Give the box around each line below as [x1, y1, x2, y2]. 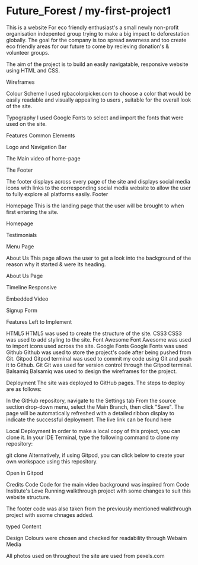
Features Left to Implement [6, 318, 72, 325]
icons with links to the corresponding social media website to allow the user [6, 184, 191, 191]
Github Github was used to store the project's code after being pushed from [6, 349, 191, 356]
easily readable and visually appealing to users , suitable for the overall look [6, 96, 191, 103]
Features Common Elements [6, 132, 75, 139]
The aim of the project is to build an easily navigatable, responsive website [6, 61, 189, 68]
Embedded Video [6, 295, 49, 302]
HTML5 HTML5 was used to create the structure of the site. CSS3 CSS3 [6, 330, 182, 337]
